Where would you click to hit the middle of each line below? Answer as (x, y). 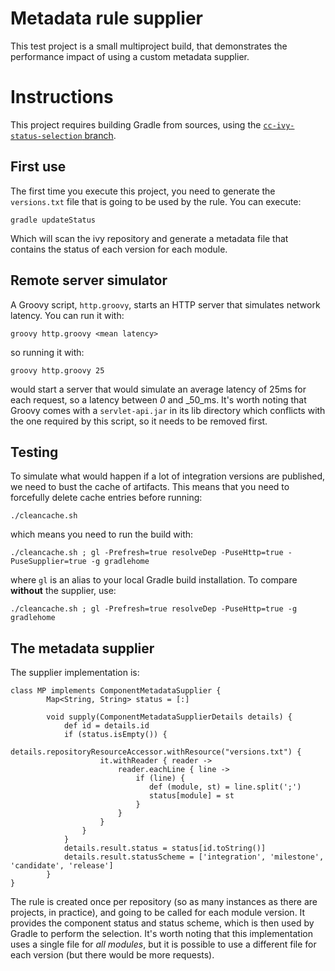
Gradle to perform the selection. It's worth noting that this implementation (161, 934)
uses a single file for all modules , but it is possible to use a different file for (163, 944)
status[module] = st (191, 796)
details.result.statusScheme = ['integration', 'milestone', (194, 857)
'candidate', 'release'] (62, 866)
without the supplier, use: (63, 591)
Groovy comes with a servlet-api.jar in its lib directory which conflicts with (168, 410)
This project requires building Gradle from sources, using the (136, 124)
